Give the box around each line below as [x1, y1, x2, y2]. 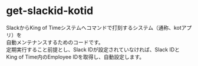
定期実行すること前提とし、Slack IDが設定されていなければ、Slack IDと [6, 46, 180, 53]
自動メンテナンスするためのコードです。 [6, 39, 104, 46]
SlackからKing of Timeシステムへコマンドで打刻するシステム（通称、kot [6, 24, 181, 31]
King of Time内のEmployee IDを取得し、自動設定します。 [6, 53, 145, 60]
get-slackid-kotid [6, 4, 94, 18]
